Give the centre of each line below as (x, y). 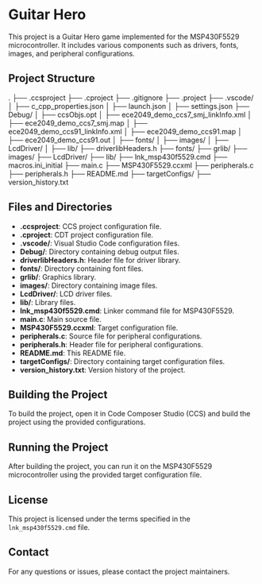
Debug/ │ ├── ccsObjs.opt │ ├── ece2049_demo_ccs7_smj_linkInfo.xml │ (130, 114)
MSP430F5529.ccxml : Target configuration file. (99, 327)
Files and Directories (60, 207)
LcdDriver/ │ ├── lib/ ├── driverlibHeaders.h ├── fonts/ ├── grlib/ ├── (128, 148)
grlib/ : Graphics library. (58, 277)
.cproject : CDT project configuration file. (86, 234)
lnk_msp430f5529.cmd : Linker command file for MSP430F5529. (127, 311)
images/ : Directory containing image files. (89, 285)
